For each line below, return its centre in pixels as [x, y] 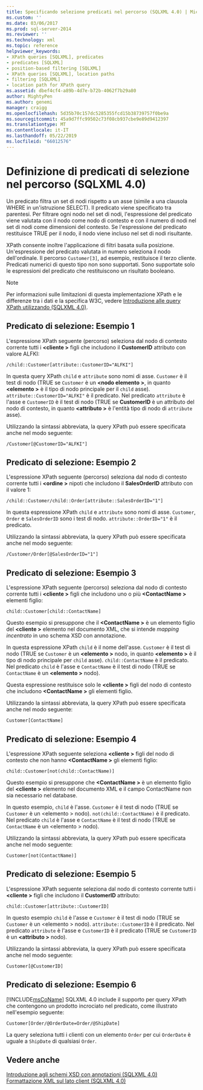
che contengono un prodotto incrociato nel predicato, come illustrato [92, 1006]
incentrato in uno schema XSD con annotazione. [66, 636]
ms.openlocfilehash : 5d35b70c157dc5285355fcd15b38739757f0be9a [88, 113]
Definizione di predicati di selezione [98, 171]
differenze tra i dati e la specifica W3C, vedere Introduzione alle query [94, 301]
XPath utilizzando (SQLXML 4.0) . [47, 307]
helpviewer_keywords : [34, 52]
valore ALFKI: [23, 354]
